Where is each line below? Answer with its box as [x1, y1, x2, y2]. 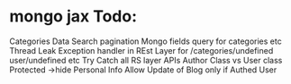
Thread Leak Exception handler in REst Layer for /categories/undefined [9, 45, 274, 55]
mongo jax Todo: [9, 6, 138, 27]
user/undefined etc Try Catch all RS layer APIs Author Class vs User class [9, 55, 283, 65]
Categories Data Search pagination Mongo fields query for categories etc [9, 36, 282, 46]
